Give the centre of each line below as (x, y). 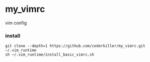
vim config (16, 23)
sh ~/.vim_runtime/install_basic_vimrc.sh (50, 55)
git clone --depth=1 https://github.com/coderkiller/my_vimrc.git (75, 46)
